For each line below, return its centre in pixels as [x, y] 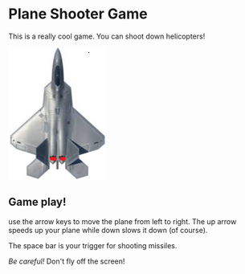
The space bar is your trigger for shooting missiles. [93, 245]
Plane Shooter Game [78, 14]
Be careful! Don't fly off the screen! [67, 261]
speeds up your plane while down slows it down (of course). [108, 230]
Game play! [37, 202]
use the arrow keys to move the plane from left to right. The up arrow [122, 221]
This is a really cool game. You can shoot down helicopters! [107, 36]
